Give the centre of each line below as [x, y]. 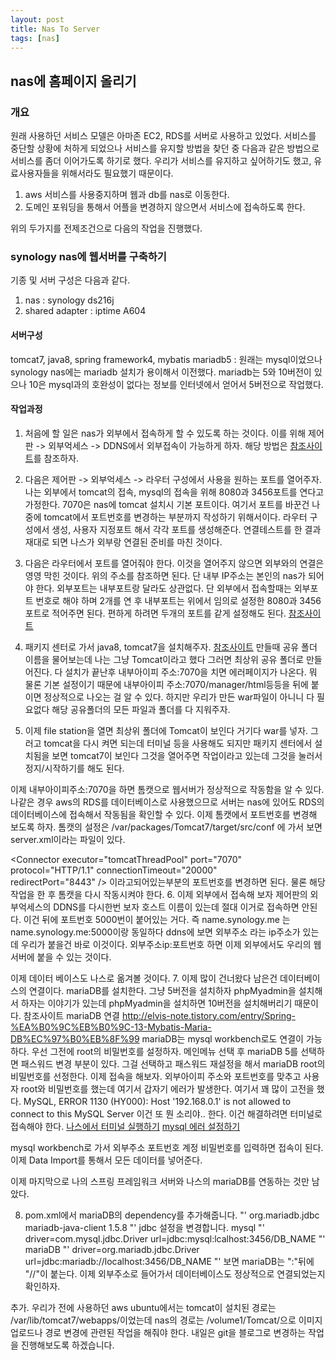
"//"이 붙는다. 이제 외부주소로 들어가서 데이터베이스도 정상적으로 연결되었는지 [175, 1273]
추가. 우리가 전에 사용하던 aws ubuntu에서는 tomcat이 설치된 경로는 [143, 1307]
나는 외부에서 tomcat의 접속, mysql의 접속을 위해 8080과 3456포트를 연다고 [174, 492]
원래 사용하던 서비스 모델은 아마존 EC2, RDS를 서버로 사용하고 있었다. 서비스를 [163, 136]
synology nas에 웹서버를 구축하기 [88, 256]
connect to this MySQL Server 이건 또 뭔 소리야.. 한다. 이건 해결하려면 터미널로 [166, 1113]
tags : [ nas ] [35, 38]
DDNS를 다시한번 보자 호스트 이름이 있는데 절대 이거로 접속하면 [176, 907]
